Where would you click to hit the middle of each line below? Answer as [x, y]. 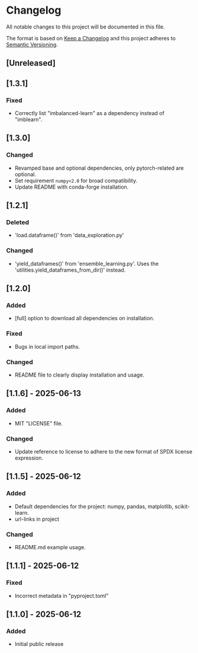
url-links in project [37, 519]
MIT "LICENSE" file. [39, 423]
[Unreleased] [31, 63]
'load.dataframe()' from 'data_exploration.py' [69, 235]
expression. [29, 458]
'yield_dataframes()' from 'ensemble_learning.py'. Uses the [87, 263]
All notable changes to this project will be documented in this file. [86, 27]
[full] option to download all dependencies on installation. [85, 318]
